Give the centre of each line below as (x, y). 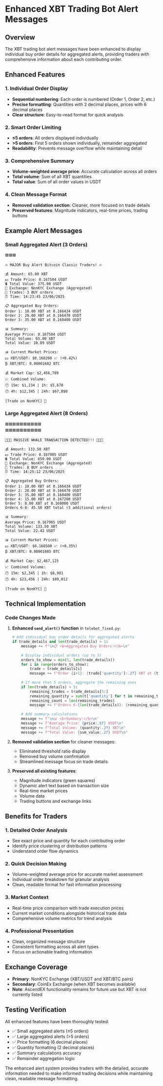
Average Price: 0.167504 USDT (36, 335)
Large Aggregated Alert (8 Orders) (46, 414)
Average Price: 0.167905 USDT (36, 522)
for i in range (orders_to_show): (55, 664)
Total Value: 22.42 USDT (30, 531)
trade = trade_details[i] (56, 669)
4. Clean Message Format (36, 194)
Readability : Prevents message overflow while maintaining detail (77, 148)
